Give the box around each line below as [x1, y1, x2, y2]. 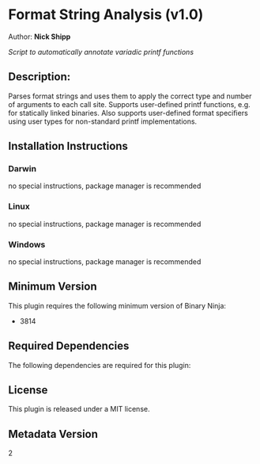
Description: [8, 70, 71, 84]
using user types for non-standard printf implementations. [8, 117, 198, 126]
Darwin [8, 163, 37, 174]
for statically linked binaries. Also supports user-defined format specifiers [8, 108, 249, 117]
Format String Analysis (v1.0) [8, 6, 204, 24]
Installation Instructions [8, 140, 129, 153]
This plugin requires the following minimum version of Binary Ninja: [8, 301, 227, 310]
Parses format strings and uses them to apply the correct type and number [8, 91, 252, 101]
